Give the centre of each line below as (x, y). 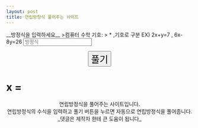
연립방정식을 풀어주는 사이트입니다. (100, 104)
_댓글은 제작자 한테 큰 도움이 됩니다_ (100, 119)
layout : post (22, 12)
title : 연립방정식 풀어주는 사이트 (42, 17)
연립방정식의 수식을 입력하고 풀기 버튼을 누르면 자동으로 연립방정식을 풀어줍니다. (100, 111)
